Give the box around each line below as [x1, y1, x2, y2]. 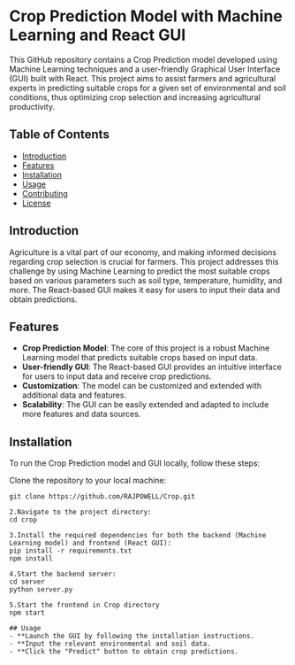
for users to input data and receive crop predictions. [21, 371, 212, 382]
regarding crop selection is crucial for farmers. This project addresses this [9, 256, 279, 267]
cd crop [9, 515, 38, 524]
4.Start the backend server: [9, 569, 117, 579]
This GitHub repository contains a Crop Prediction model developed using [9, 54, 278, 65]
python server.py [9, 585, 73, 594]
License [21, 197, 51, 208]
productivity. [9, 101, 56, 112]
